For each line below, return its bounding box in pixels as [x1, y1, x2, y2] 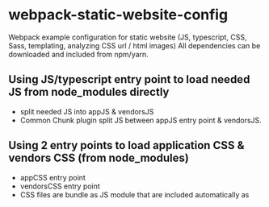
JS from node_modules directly [8, 85, 170, 99]
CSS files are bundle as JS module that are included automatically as [19, 189, 250, 199]
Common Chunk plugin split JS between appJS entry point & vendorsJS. [19, 115, 263, 125]
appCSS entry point [19, 172, 86, 182]
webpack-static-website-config [8, 6, 229, 24]
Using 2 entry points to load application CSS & [8, 139, 245, 152]
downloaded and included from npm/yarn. [8, 49, 149, 59]
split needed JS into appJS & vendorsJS [19, 106, 154, 116]
